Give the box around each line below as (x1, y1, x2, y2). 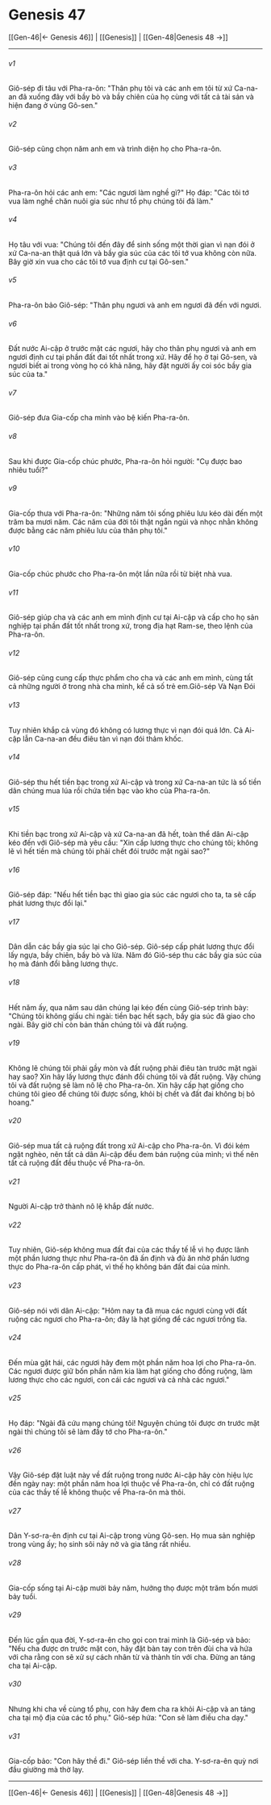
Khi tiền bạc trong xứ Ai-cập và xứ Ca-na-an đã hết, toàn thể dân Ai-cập (8, 829, 249, 838)
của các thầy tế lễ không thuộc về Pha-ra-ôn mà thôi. (8, 1487, 186, 1498)
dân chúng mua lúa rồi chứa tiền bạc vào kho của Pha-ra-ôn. (8, 785, 211, 796)
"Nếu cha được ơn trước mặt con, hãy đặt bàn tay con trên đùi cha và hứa (8, 1644, 252, 1653)
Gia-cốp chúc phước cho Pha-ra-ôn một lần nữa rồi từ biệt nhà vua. (8, 569, 232, 579)
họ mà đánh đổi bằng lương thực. (8, 959, 119, 969)
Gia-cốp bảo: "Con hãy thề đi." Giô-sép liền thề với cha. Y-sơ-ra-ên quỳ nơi (8, 1757, 259, 1766)
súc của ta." (8, 370, 48, 379)
